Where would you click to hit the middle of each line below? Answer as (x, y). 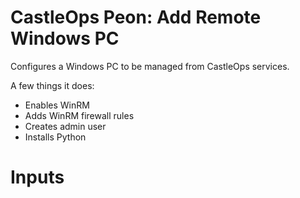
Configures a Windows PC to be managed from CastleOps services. (150, 66)
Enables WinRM (57, 105)
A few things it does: (52, 85)
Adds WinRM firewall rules (79, 115)
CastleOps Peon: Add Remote (136, 17)
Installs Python (55, 137)
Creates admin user (65, 126)
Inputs (37, 177)
